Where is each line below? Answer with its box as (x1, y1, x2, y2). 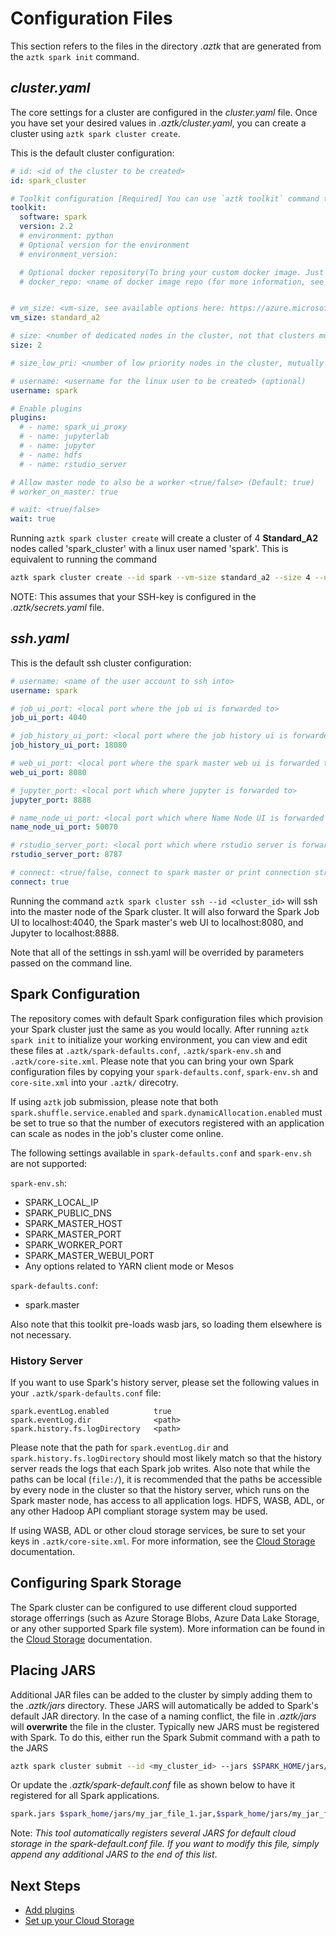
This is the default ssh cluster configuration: (10, 657, 192, 669)
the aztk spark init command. (10, 50, 140, 62)
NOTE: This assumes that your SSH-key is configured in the (10, 591, 257, 602)
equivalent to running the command (10, 553, 158, 566)
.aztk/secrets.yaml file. (10, 602, 105, 613)
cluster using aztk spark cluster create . (10, 127, 181, 139)
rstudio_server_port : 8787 (10, 850, 123, 860)
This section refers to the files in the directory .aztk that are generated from (10, 40, 322, 52)
